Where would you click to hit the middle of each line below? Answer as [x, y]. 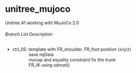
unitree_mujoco [38, 9]
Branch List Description [29, 34]
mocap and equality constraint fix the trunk [72, 60]
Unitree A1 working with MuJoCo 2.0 [42, 23]
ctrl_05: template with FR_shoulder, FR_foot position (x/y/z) [72, 49]
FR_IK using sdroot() [49, 65]
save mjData [41, 55]
